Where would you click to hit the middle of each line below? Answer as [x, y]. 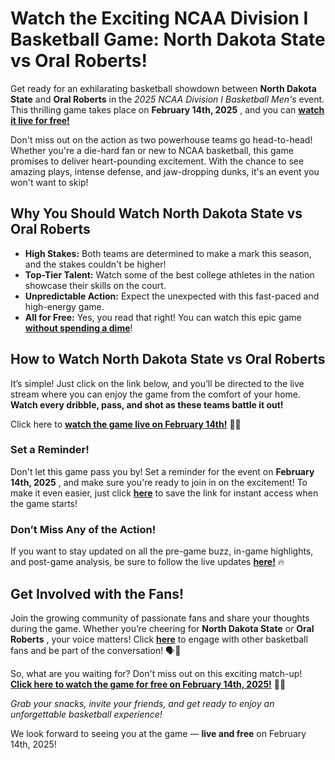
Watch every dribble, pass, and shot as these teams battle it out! [147, 404]
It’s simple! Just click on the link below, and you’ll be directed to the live [157, 383]
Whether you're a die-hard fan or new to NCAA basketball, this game [152, 150]
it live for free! [40, 120]
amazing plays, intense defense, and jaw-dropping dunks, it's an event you [165, 171]
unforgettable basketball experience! [86, 714]
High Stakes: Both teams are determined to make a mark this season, [168, 253]
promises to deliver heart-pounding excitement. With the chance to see [157, 161]
